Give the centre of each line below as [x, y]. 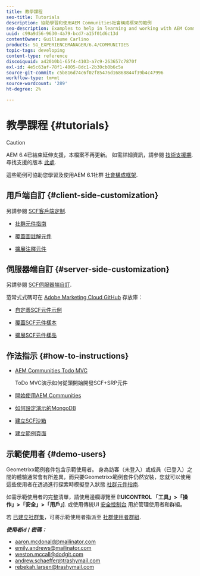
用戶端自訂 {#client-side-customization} [82, 195]
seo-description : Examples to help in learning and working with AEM [94, 28]
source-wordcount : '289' [37, 84]
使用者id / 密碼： [26, 530]
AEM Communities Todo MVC [51, 371]
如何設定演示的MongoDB [45, 408]
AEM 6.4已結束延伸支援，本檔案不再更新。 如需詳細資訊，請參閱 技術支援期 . [100, 155]
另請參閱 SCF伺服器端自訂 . [39, 285]
